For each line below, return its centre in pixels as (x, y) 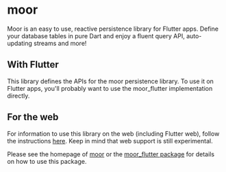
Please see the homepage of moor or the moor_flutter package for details (111, 154)
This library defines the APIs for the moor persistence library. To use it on (111, 81)
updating (20, 43)
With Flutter (33, 64)
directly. (18, 96)
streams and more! (60, 43)
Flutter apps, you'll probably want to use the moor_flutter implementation (110, 88)
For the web (33, 117)
